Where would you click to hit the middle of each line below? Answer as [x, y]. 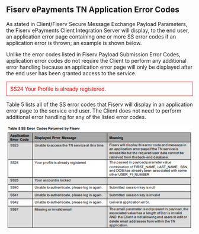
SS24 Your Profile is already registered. [58, 89]
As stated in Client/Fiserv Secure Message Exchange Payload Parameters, [97, 24]
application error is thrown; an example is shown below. [74, 43]
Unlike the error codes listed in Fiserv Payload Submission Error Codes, [93, 54]
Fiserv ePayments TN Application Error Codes [93, 10]
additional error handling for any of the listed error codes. [76, 117]
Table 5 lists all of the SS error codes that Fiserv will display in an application [99, 104]
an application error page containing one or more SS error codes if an [91, 36]
